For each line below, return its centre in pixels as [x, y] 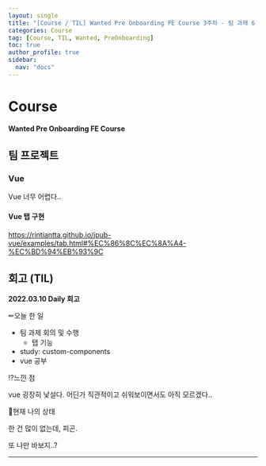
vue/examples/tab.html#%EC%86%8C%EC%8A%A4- [97, 243]
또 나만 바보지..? [33, 445]
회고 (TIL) [31, 278]
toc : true [25, 45]
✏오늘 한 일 [26, 316]
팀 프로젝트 [34, 156]
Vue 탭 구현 [27, 216]
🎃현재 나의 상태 [32, 412]
